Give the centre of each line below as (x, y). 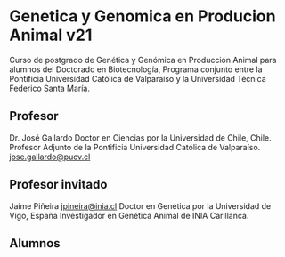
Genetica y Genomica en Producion (142, 16)
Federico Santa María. (50, 88)
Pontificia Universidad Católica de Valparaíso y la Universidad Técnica (138, 78)
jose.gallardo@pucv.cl (50, 157)
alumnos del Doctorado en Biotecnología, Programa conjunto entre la (136, 69)
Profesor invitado (58, 185)
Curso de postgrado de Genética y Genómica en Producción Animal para (143, 60)
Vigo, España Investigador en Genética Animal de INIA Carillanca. (129, 215)
